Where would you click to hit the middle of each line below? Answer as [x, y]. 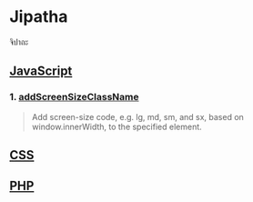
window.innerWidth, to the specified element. [116, 126]
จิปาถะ [19, 42]
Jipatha [39, 17]
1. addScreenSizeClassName [74, 97]
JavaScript [41, 71]
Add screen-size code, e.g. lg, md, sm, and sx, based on [137, 116]
